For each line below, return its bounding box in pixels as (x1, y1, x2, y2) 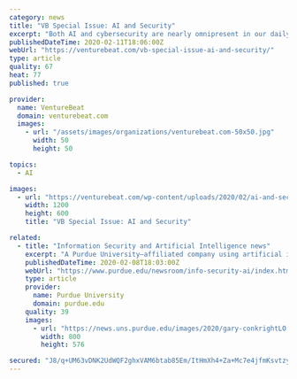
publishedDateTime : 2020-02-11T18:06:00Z (9, 37, 164, 47)
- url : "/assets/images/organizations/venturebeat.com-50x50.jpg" (25, 128, 275, 137)
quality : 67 (9, 63, 53, 72)
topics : (9, 160, 38, 169)
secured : (9, 356, 42, 366)
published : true (9, 79, 69, 88)
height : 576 (41, 340, 86, 350)
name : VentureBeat (17, 103, 86, 112)
